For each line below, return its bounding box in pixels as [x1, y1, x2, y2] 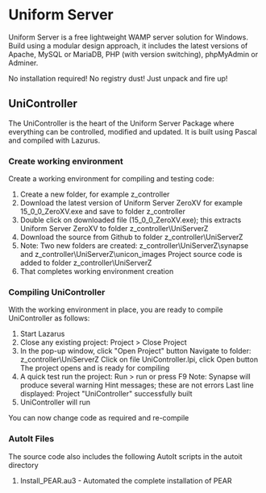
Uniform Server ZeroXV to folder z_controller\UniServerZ [19, 224, 209, 234]
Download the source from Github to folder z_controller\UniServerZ [19, 232, 243, 242]
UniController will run [19, 397, 91, 408]
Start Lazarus [19, 329, 65, 339]
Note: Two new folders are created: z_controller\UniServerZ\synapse [19, 241, 249, 251]
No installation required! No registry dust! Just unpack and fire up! [8, 73, 228, 83]
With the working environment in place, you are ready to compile [8, 304, 223, 315]
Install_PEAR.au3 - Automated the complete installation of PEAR [19, 475, 232, 485]
